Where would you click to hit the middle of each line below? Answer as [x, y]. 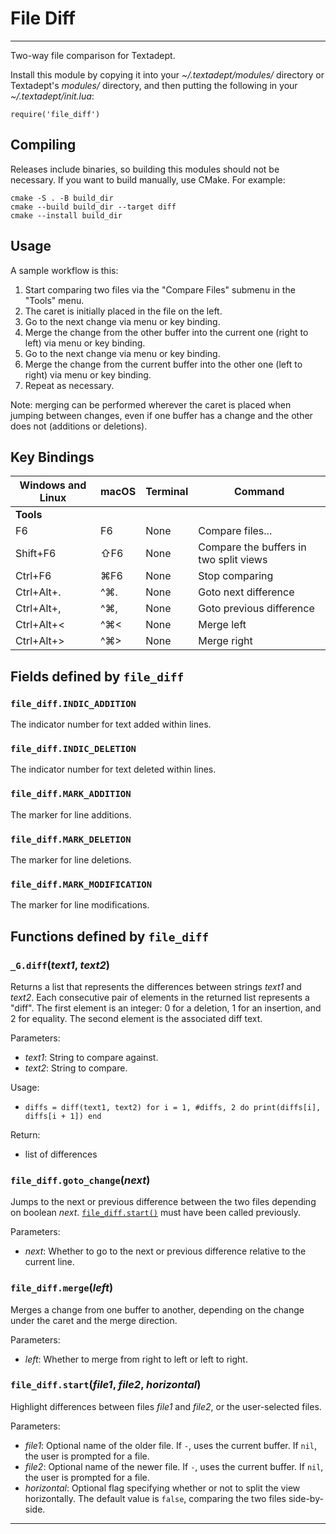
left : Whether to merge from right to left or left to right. [136, 1359]
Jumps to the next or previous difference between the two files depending [163, 1202]
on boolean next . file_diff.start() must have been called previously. [156, 1213]
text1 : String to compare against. [91, 1057]
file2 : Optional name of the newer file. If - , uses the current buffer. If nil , [174, 1466]
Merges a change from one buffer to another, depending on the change [157, 1309]
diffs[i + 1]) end [63, 1116]
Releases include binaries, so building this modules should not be [145, 169]
